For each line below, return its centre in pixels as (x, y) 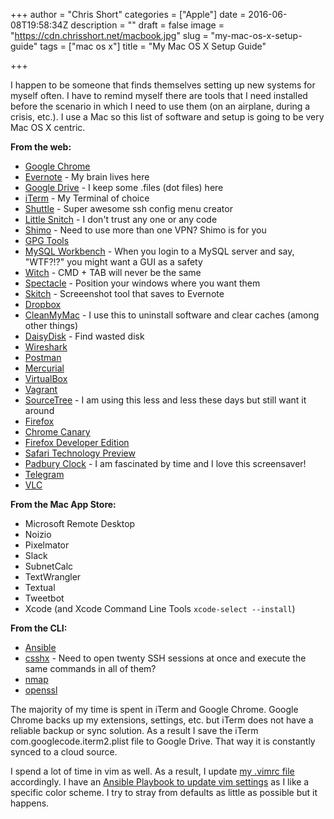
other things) (51, 325)
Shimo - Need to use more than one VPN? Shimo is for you (145, 230)
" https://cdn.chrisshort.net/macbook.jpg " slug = (109, 35)
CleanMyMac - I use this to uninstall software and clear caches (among (172, 315)
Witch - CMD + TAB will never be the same (113, 272)
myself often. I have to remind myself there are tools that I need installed (159, 95)
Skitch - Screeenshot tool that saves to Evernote (124, 293)
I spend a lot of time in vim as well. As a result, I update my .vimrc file (152, 771)
